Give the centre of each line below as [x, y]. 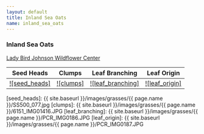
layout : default [27, 12]
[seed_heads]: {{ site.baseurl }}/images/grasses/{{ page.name [85, 98]
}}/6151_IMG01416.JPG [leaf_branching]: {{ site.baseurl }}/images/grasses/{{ [102, 111]
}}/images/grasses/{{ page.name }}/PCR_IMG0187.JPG [75, 124]
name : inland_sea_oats [35, 23]
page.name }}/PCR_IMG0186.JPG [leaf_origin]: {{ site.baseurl [83, 118]
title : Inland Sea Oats [37, 18]
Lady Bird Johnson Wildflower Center [53, 58]
